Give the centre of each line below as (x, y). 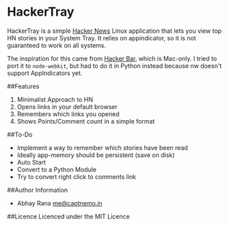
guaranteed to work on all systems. (57, 45)
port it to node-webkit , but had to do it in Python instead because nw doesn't (114, 66)
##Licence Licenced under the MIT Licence (68, 216)
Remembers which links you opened (68, 114)
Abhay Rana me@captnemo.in (59, 203)
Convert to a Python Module (57, 169)
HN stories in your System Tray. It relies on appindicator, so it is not (102, 38)
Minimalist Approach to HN (55, 99)
